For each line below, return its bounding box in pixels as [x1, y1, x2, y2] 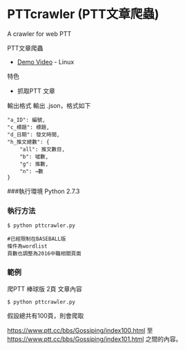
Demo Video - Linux [17, 57, 75, 66]
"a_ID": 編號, [7, 116, 46, 123]
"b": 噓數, [19, 153, 49, 160]
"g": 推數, [19, 160, 49, 167]
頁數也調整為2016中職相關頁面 [7, 250, 81, 257]
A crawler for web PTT [7, 29, 72, 38]
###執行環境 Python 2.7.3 [7, 187, 80, 195]
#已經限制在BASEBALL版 [7, 236, 66, 243]
